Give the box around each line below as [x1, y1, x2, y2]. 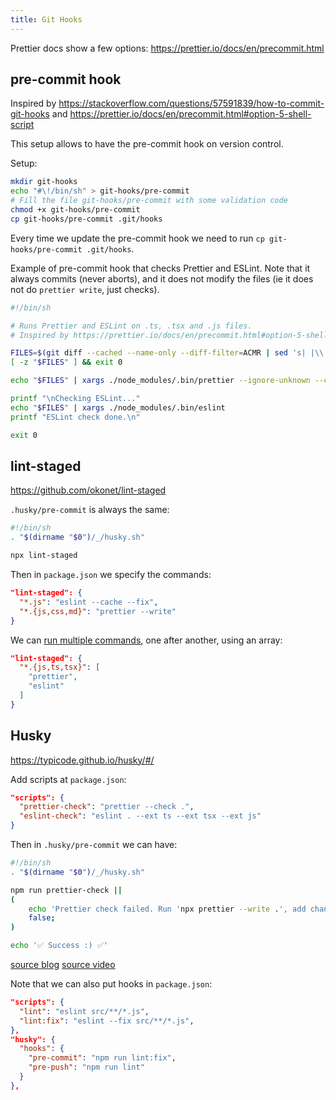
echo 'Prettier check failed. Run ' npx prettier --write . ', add [28, 904, 307, 914]
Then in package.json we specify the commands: [10, 569, 212, 580]
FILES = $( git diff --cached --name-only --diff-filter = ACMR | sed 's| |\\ [10, 348, 325, 358]
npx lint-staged [10, 551, 78, 561]
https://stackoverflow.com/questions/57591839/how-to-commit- [58, 97, 325, 110]
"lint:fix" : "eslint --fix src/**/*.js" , [19, 1016, 195, 1026]
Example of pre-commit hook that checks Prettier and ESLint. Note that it [10, 262, 311, 274]
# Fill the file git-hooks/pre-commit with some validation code [10, 196, 288, 206]
